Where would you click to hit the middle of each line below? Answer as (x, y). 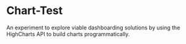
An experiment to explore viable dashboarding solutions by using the (93, 28)
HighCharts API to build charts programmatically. (68, 34)
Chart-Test (35, 11)
